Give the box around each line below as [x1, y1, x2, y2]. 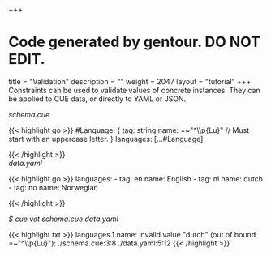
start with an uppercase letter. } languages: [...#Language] [8, 134, 204, 143]
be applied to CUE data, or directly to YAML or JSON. [8, 94, 187, 104]
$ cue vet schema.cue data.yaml [8, 214, 119, 224]
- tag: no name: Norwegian [8, 182, 99, 192]
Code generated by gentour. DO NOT [8, 33, 261, 51]
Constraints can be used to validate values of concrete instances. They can [8, 85, 261, 95]
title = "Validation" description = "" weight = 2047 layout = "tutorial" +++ [8, 76, 252, 86]
